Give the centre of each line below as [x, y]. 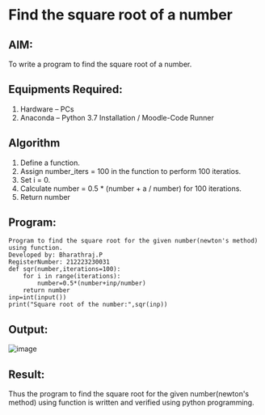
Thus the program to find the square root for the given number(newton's [129, 394]
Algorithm [34, 143]
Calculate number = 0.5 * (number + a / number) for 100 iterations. [131, 188]
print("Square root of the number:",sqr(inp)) [88, 305]
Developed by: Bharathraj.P [56, 255]
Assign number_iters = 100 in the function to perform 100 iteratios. [130, 171]
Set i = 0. [35, 180]
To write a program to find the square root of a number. [100, 64]
